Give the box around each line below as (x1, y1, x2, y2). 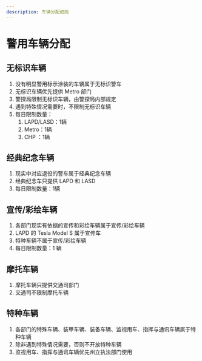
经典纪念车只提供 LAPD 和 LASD (15, 177, 96, 185)
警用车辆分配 (6, 37, 71, 50)
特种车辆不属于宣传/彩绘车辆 (15, 237, 87, 245)
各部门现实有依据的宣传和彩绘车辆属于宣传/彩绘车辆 (15, 222, 145, 229)
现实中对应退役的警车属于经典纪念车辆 (15, 170, 111, 177)
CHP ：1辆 (24, 133, 50, 140)
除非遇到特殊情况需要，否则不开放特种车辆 (15, 340, 122, 348)
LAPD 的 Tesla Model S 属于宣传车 (15, 229, 101, 237)
